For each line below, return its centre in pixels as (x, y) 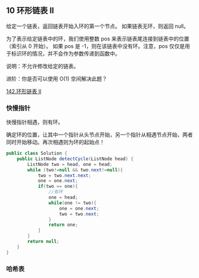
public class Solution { (37, 154)
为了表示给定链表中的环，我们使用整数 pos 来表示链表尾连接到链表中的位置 (98, 39)
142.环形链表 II (24, 91)
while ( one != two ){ (72, 203)
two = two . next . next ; (65, 175)
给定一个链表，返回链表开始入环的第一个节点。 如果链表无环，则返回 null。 (98, 26)
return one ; (63, 225)
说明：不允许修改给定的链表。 (42, 66)
